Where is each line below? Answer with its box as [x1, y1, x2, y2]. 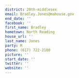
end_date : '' [5, 16, 31, 21]
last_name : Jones [5, 39, 40, 44]
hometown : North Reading [5, 30, 55, 34]
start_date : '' [5, 57, 36, 62]
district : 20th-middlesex [5, 7, 57, 12]
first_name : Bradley [5, 25, 47, 30]
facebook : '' [5, 20, 31, 26]
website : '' [5, 66, 29, 71]
